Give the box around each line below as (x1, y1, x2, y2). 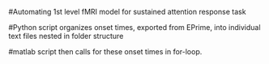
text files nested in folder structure (8, 32, 124, 41)
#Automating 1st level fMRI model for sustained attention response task (8, 7, 246, 16)
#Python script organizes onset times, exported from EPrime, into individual (8, 23, 261, 32)
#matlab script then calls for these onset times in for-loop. (8, 47, 203, 56)
